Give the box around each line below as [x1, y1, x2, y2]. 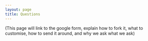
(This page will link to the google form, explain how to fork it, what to [5, 25, 143, 31]
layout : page [5, 7, 32, 12]
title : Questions [5, 12, 41, 17]
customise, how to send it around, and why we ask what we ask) [5, 30, 135, 36]
